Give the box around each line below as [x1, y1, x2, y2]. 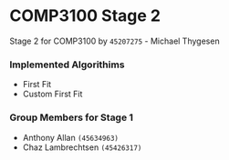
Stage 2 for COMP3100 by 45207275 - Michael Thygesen [9, 35, 221, 46]
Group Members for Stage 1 [9, 111, 134, 124]
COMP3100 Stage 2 [9, 5, 161, 26]
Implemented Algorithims [9, 58, 125, 71]
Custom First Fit [22, 88, 83, 100]
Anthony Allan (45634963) [22, 132, 119, 143]
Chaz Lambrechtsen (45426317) [22, 142, 142, 153]
